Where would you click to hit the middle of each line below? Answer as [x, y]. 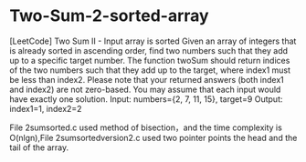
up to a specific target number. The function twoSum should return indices [150, 60]
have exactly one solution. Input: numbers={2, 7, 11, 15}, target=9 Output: [146, 99]
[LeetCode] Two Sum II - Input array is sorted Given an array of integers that [153, 41]
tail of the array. [39, 147]
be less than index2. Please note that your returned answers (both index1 [147, 79]
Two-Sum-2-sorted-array [109, 16]
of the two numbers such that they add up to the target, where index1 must [150, 70]
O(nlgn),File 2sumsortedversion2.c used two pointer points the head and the [153, 137]
